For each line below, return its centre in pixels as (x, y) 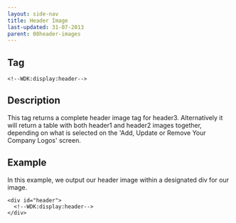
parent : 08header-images (44, 34)
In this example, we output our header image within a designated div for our (118, 180)
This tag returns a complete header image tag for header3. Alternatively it (115, 117)
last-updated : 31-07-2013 (45, 27)
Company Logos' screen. (44, 140)
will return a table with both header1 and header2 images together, (105, 125)
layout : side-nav (33, 14)
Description (34, 100)
